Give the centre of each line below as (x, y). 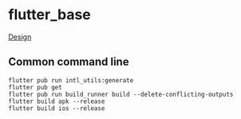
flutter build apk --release (57, 101)
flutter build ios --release (57, 108)
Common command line (69, 62)
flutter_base (49, 15)
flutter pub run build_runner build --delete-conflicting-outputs (121, 94)
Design (20, 37)
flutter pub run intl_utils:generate (71, 80)
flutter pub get (35, 87)
